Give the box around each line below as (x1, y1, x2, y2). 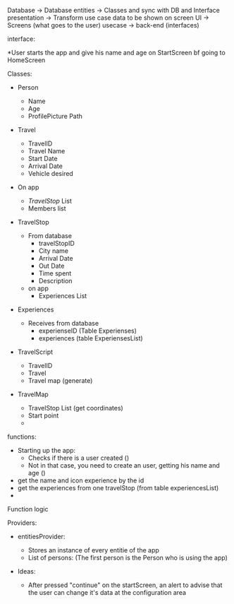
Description (38, 277, 73, 285)
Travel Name (27, 147, 66, 155)
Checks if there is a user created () (27, 454, 130, 462)
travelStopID (38, 239, 75, 247)
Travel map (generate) (27, 377, 93, 384)
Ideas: (17, 567, 36, 575)
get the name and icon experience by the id (17, 476, 144, 485)
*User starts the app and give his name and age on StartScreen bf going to (7, 49, 226, 57)
